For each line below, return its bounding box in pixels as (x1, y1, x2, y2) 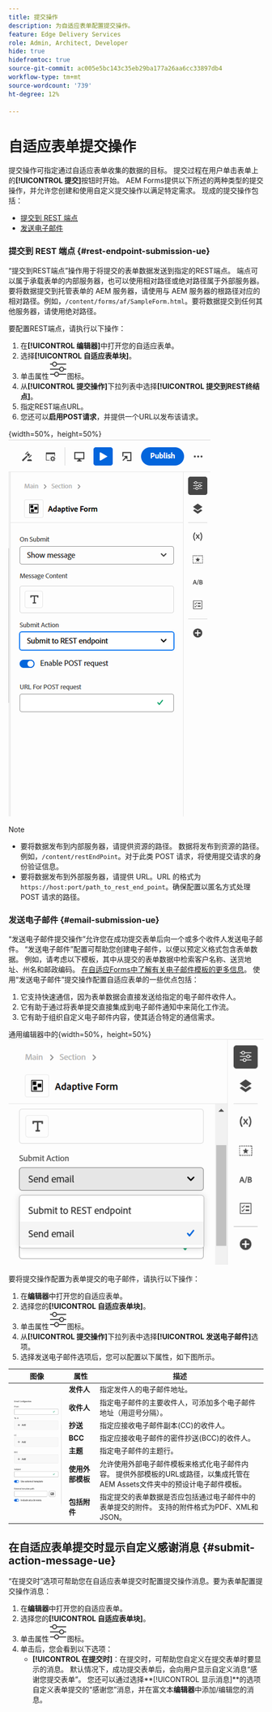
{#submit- (202, 1540, 255, 1554)
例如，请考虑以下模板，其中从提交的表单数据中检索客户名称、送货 (23, 954, 244, 964)
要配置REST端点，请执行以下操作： (8, 323, 126, 333)
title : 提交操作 (8, 13, 58, 21)
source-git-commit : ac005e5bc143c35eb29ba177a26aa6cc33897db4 (8, 65, 223, 73)
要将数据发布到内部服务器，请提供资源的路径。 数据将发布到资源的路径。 (19, 841, 264, 851)
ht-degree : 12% (8, 90, 60, 98)
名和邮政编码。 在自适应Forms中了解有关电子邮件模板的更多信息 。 (29, 964, 252, 974)
